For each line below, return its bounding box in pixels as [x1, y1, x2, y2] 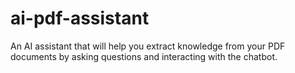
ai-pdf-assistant [10, 7, 150, 30]
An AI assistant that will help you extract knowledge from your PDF [10, 40, 286, 52]
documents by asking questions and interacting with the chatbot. [10, 50, 278, 62]
